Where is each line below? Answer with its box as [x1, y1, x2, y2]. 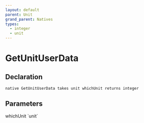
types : [5, 21, 19, 27]
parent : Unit [5, 12, 33, 17]
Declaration [5, 73, 43, 81]
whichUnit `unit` [5, 113, 38, 119]
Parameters [5, 99, 43, 108]
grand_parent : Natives [5, 17, 53, 22]
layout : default [5, 7, 39, 13]
